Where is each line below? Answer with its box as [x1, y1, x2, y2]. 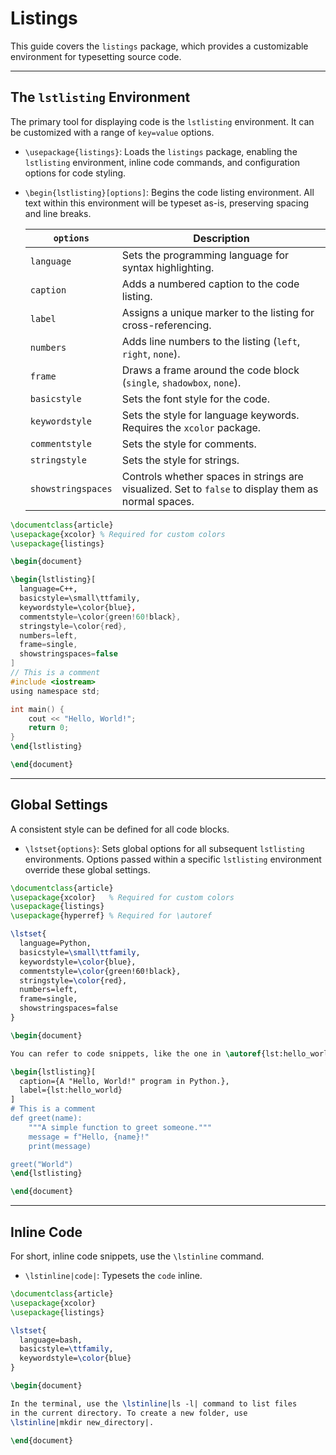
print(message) [28, 1141, 92, 1151]
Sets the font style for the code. [121, 392, 270, 406]
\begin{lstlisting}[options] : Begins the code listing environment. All [24, 186, 315, 198]
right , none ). [121, 347, 181, 361]
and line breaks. [24, 207, 92, 219]
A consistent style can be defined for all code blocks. [10, 823, 230, 835]
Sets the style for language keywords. [121, 408, 300, 422]
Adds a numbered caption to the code [121, 277, 300, 291]
